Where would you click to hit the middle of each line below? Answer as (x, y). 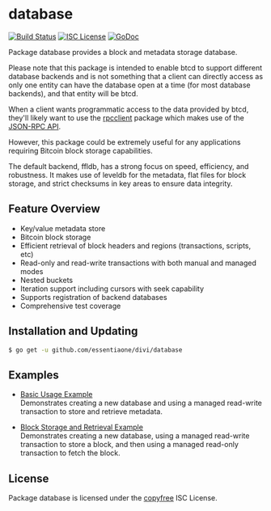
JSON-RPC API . (35, 126)
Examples (34, 375)
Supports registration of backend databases (93, 297)
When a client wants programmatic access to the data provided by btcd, (129, 109)
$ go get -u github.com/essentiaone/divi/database (95, 350)
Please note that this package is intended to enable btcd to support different (135, 68)
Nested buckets (47, 280)
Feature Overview (55, 209)
